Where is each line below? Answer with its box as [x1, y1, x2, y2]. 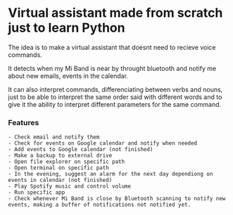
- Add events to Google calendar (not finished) [8, 146, 153, 153]
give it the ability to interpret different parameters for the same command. [8, 100, 222, 108]
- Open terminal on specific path [8, 164, 110, 171]
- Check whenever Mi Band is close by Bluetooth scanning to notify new [8, 195, 226, 202]
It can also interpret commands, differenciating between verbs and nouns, [8, 85, 223, 93]
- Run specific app [8, 189, 65, 196]
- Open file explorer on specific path [8, 158, 125, 166]
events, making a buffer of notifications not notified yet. [8, 202, 191, 209]
